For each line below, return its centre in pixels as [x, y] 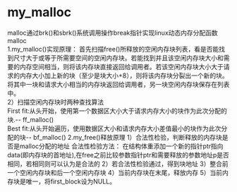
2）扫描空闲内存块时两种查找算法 [56, 102]
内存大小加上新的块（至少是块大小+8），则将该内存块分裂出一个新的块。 [124, 76]
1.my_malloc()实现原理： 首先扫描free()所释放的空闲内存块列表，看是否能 [113, 49]
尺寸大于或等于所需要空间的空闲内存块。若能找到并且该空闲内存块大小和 [118, 58]
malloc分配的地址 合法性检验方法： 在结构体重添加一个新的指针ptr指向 [121, 146]
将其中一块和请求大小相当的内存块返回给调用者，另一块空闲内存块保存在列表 [119, 84]
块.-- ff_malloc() [31, 119]
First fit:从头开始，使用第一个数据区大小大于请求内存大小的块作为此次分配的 [117, 111]
